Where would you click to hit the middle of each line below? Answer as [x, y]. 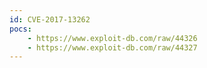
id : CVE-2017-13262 [50, 19]
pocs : [20, 29]
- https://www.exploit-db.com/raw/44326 [112, 38]
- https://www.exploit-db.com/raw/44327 [112, 47]
